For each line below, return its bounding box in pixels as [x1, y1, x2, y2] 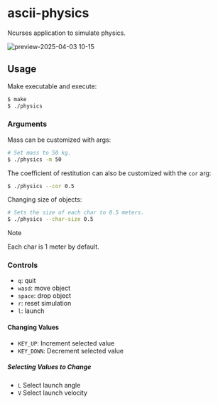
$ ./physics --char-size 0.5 [7, 216, 94, 223]
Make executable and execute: [7, 82, 97, 90]
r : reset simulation [17, 299, 72, 308]
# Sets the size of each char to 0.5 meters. [7, 209, 144, 217]
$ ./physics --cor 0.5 [7, 182, 75, 190]
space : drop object [17, 291, 72, 300]
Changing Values [7, 323, 59, 332]
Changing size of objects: [7, 195, 82, 204]
